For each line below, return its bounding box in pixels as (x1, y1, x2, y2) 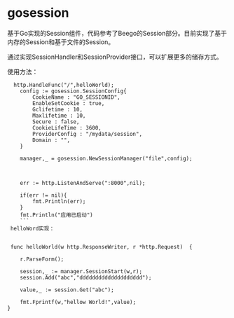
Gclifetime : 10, (32, 106, 83, 113)
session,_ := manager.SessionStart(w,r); (20, 268, 142, 275)
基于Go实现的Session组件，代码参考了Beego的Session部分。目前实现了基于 (7, 29, 228, 37)
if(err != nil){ (20, 191, 68, 199)
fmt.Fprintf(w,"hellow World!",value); (20, 298, 137, 305)
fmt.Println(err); (32, 198, 86, 205)
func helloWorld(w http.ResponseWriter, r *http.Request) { (10, 243, 193, 250)
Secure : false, (32, 118, 80, 125)
